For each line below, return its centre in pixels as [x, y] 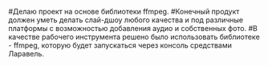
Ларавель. [26, 54]
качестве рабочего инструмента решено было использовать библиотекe [134, 37]
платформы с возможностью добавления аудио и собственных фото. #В [133, 28]
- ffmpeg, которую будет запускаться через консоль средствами [120, 45]
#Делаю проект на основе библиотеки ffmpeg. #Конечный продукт [124, 12]
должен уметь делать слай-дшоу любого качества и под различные [126, 20]
